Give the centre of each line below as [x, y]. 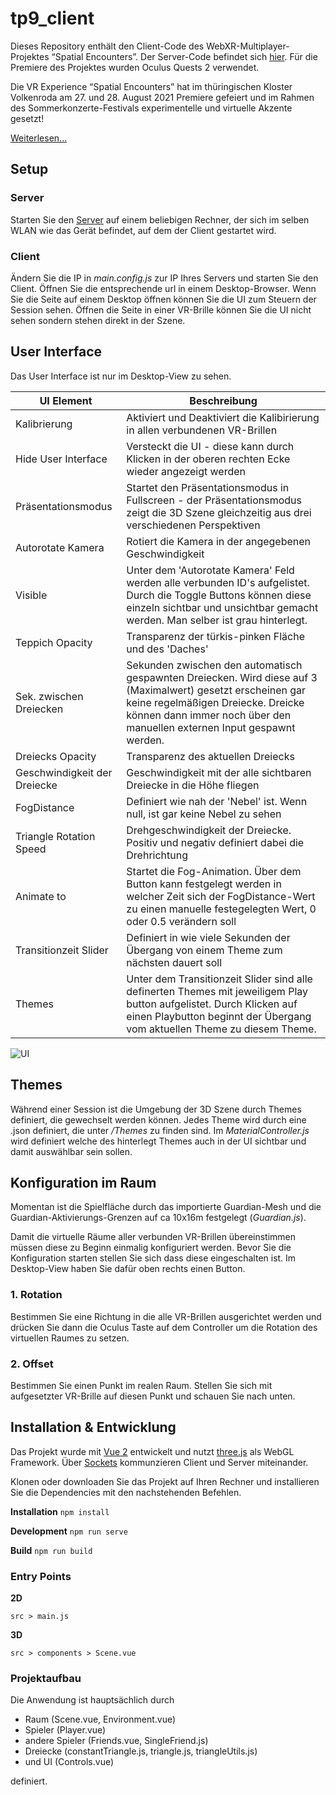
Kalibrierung [44, 424]
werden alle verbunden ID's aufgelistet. [218, 582]
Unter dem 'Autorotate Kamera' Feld [210, 570]
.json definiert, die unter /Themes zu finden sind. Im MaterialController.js [160, 1130]
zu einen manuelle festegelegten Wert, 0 [221, 909]
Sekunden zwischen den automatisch [214, 665]
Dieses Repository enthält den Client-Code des [107, 46]
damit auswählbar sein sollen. [71, 1151]
